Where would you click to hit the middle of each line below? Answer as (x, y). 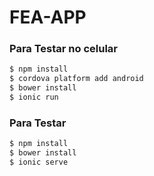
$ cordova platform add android (76, 79)
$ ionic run (34, 97)
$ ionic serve (39, 162)
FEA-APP (48, 17)
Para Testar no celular (64, 49)
